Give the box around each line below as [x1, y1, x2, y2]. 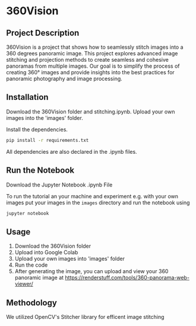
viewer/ [14, 280, 34, 287]
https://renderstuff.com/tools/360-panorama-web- [65, 274, 190, 281]
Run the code [14, 261, 48, 268]
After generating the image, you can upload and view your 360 [14, 268, 169, 275]
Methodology [6, 297, 58, 308]
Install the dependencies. [6, 126, 68, 133]
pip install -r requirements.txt [6, 137, 89, 143]
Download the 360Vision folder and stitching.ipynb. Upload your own [6, 108, 175, 115]
